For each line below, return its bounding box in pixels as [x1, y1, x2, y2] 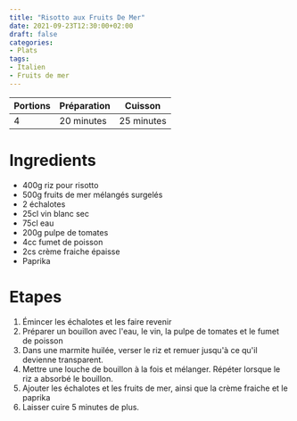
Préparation [59, 99, 111, 111]
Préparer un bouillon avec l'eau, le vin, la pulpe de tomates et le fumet [21, 326, 279, 336]
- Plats [9, 46, 38, 55]
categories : [9, 37, 54, 47]
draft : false [9, 29, 58, 38]
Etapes [9, 286, 62, 307]
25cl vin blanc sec [21, 208, 90, 219]
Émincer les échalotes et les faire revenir [21, 316, 172, 326]
